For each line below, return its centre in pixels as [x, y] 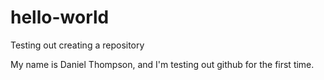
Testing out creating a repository [77, 45]
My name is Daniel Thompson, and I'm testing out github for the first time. [162, 64]
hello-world [60, 17]
